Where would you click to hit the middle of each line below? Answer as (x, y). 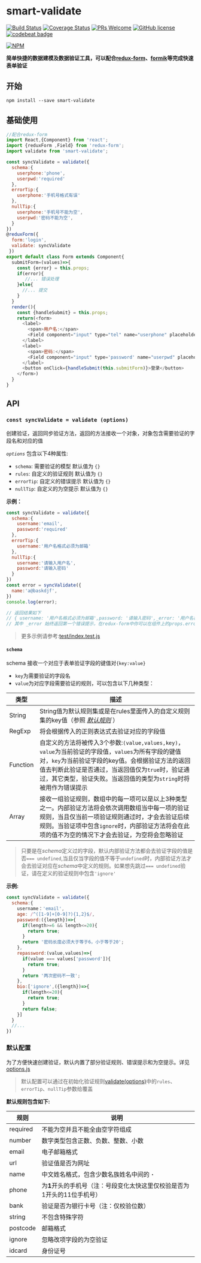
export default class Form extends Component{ (65, 257)
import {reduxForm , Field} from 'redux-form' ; (65, 146)
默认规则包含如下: (28, 1101)
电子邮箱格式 (60, 1151)
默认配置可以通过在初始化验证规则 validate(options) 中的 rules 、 (98, 1081)
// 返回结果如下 (24, 613)
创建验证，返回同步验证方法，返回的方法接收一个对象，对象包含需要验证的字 (100, 433)
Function (22, 765)
